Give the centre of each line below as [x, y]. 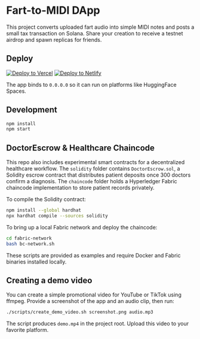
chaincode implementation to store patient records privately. [80, 188]
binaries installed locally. [36, 262]
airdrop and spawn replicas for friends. [54, 40]
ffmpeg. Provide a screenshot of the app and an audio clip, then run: [90, 301]
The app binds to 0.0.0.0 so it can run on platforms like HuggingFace [92, 84]
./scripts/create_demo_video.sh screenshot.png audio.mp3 [80, 312]
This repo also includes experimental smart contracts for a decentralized [96, 162]
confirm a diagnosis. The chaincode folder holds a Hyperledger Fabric [92, 181]
